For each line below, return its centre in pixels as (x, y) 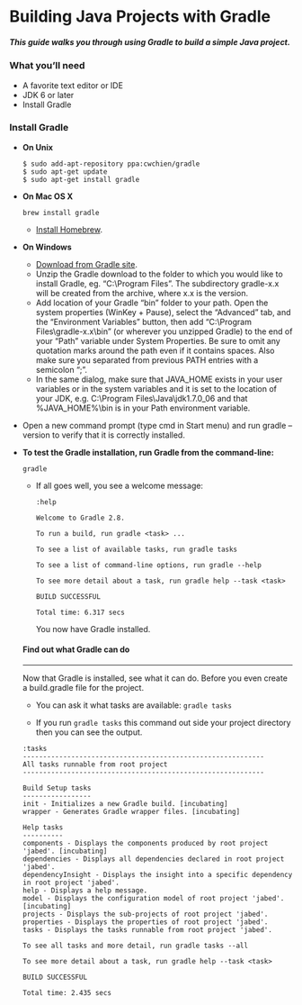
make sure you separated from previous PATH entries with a (147, 360)
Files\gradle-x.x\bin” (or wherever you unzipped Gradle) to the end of (164, 331)
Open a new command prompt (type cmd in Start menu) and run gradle (154, 425)
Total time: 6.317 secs (80, 612)
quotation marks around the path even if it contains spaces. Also (155, 350)
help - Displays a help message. (85, 891)
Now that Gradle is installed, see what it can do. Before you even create (155, 678)
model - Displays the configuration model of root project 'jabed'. (153, 899)
